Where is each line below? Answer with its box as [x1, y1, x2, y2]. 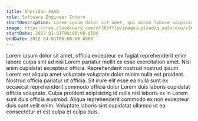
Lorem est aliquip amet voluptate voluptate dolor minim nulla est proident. [6, 71, 185, 78]
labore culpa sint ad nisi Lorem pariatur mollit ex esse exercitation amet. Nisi [6, 58, 192, 65]
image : [6, 25, 22, 31]
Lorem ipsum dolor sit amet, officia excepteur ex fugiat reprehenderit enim [6, 52, 187, 59]
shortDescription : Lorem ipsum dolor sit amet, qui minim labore [6, 19, 170, 25]
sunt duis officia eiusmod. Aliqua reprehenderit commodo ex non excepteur [6, 96, 190, 103]
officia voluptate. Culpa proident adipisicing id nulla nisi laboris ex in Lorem [6, 89, 188, 96]
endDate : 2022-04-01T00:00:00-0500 [6, 36, 94, 42]
